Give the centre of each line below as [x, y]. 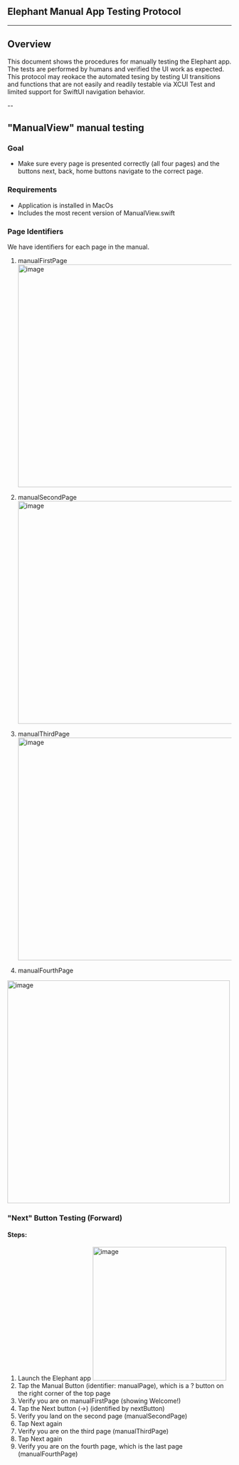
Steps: [17, 1235]
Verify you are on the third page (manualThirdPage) [93, 1431]
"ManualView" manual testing [76, 128]
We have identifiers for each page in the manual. [79, 247]
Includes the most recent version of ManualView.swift [96, 212]
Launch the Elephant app [54, 1378]
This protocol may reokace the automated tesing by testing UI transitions [114, 76]
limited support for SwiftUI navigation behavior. [76, 91]
